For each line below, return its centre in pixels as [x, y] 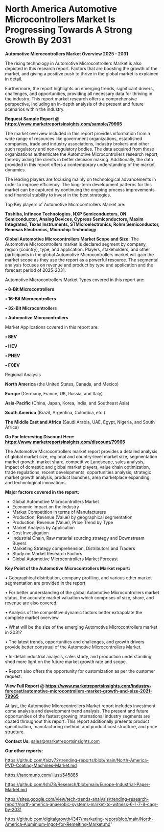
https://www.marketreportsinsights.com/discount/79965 [65, 442]
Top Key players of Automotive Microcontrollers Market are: [65, 204]
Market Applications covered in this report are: [52, 327]
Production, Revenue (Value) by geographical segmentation [72, 517]
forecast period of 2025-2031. [35, 270]
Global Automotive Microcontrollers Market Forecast [65, 559]
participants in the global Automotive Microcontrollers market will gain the [80, 254]
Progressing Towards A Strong [69, 30]
